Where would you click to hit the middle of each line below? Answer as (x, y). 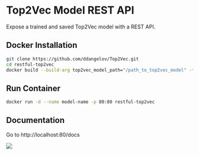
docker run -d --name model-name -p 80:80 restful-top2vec (81, 102)
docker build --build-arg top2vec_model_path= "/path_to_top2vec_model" (96, 70)
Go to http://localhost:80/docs (43, 134)
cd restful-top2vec (30, 64)
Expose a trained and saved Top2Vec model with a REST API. (81, 27)
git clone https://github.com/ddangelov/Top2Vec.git (73, 59)
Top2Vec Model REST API (70, 10)
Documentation (36, 120)
